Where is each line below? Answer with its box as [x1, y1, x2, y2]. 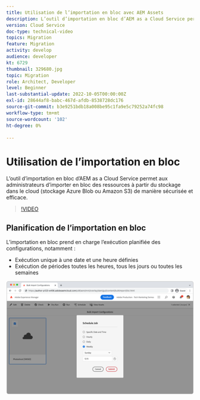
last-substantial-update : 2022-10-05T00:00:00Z [6, 91, 127, 98]
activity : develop [6, 48, 52, 54]
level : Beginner [6, 85, 46, 91]
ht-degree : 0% [6, 123, 42, 129]
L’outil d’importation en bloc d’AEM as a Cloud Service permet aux [6, 175, 168, 182]
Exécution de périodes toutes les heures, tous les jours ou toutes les [14, 262, 183, 270]
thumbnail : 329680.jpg [6, 66, 62, 72]
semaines [14, 269, 39, 276]
